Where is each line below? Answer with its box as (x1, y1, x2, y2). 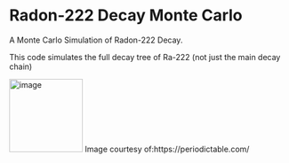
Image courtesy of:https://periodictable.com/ (84, 144, 250, 154)
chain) (9, 61, 33, 72)
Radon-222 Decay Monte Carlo (9, 5, 243, 26)
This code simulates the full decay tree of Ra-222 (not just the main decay (9, 51, 281, 62)
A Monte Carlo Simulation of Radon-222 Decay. (9, 35, 183, 45)
